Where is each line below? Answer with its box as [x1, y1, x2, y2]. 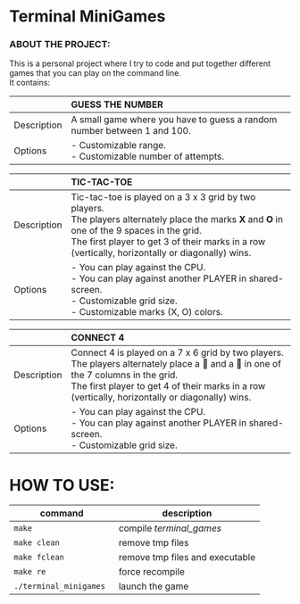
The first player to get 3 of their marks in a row [71, 236, 266, 248]
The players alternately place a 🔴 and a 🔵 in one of [71, 358, 281, 370]
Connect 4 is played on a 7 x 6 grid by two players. [71, 346, 284, 359]
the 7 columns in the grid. [71, 368, 179, 381]
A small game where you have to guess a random [71, 113, 278, 126]
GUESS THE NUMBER [71, 98, 163, 111]
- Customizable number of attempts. [71, 150, 225, 162]
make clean [13, 538, 60, 548]
